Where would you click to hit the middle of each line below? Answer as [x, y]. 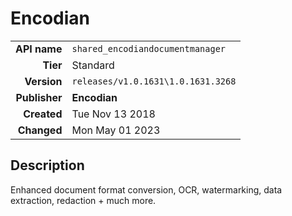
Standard [93, 65]
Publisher [39, 97]
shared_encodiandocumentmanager [149, 48]
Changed [40, 130]
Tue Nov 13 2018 [113, 114]
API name [39, 49]
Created [43, 114]
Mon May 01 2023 [116, 130]
